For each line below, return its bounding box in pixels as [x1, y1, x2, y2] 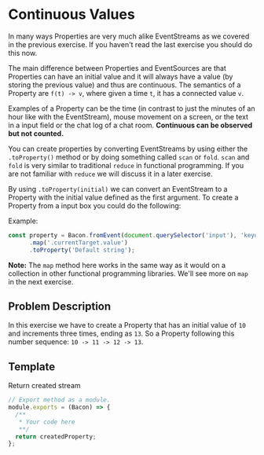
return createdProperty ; [15, 432, 97, 441]
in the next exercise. [8, 277, 74, 286]
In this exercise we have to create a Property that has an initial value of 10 [8, 321, 246, 330]
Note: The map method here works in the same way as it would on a [8, 260, 226, 270]
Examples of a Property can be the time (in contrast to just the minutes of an [8, 104, 255, 113]
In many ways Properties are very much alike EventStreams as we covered [8, 31, 250, 41]
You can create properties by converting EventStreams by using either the [8, 144, 248, 153]
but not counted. [8, 128, 64, 138]
